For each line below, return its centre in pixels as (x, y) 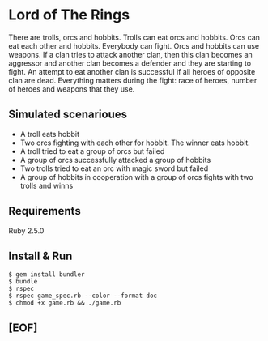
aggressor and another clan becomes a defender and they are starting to (130, 63)
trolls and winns (47, 185)
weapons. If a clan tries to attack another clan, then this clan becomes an (130, 54)
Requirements (45, 211)
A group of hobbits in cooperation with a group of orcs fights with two (136, 177)
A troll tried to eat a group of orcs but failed (92, 151)
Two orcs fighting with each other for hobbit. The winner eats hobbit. (135, 143)
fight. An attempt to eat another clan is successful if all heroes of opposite (132, 71)
